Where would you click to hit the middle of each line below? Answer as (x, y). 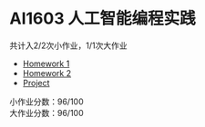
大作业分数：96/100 (46, 112)
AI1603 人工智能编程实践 (102, 19)
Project (36, 83)
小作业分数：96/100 (46, 102)
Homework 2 (47, 73)
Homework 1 (46, 63)
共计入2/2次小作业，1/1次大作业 (68, 45)
